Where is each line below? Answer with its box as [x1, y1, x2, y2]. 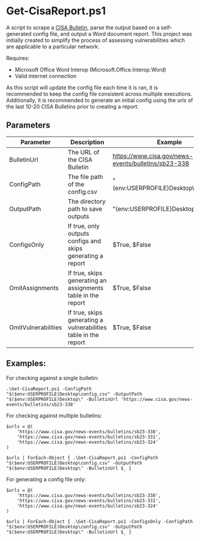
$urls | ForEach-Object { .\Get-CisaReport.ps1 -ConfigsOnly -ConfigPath [6, 518, 193, 524]
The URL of [67, 148, 100, 156]
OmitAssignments [9, 283, 59, 292]
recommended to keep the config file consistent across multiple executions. [6, 90, 192, 97]
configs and [67, 237, 101, 245]
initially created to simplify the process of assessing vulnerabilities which [6, 36, 185, 44]
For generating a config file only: [6, 475, 86, 483]
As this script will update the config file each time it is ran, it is [6, 84, 158, 91]
